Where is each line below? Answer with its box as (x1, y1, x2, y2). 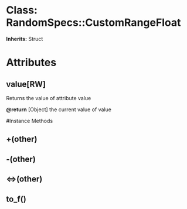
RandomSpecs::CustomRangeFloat (6, 16, 181, 29)
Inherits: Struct (6, 35, 43, 42)
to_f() (6, 194, 26, 204)
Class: (6, 4, 38, 17)
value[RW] (6, 79, 46, 89)
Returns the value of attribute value (6, 94, 91, 101)
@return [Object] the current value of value (6, 106, 111, 113)
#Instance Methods (6, 117, 53, 124)
